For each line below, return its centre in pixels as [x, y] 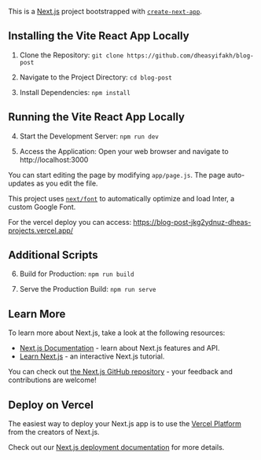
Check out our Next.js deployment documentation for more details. [116, 447]
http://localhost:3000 [54, 160]
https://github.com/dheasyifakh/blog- [190, 55]
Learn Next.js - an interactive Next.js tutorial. [92, 356]
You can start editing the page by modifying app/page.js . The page [117, 175]
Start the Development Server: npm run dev [89, 136]
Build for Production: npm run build [77, 274]
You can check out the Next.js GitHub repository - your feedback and [121, 372]
